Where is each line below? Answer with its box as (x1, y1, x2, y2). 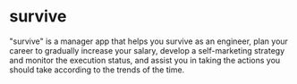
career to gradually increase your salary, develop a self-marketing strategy (9, 45, 285, 55)
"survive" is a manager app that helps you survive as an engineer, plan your (9, 36, 289, 46)
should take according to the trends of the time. (9, 64, 185, 75)
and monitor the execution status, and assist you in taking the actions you (9, 55, 281, 65)
